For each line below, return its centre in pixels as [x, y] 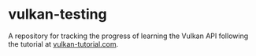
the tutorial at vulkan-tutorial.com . [63, 44]
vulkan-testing [58, 14]
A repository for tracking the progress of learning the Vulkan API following [128, 36]
